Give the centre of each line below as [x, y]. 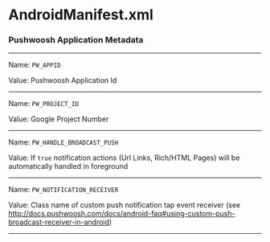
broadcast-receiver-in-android [59, 222]
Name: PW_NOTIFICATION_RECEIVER [63, 190]
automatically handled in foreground [68, 166]
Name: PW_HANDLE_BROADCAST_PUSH [63, 142]
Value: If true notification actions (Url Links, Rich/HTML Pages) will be [124, 158]
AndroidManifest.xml [81, 15]
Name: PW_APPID [35, 65]
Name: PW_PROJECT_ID [43, 104]
